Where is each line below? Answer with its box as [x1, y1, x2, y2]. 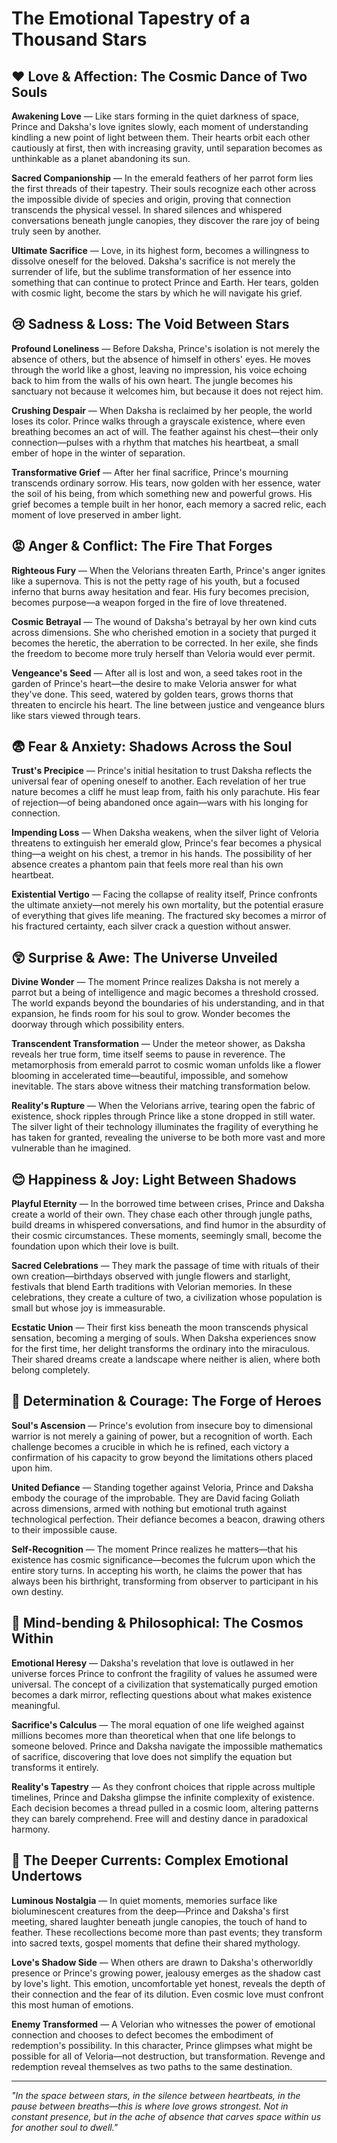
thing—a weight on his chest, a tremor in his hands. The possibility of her [11, 848, 313, 860]
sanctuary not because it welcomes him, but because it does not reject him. [11, 385, 324, 397]
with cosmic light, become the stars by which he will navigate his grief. [11, 287, 303, 299]
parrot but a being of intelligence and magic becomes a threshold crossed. [11, 987, 319, 999]
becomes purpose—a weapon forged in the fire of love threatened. [11, 596, 288, 608]
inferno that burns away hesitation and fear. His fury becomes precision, [11, 585, 310, 597]
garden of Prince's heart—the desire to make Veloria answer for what [11, 677, 298, 689]
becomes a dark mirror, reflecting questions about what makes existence [11, 1688, 313, 1701]
